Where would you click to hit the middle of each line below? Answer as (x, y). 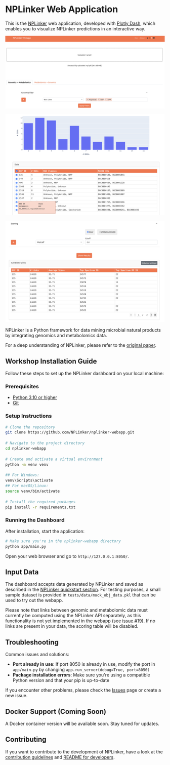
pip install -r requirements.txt (40, 507)
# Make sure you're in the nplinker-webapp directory (63, 541)
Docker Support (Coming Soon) (56, 712)
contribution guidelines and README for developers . (60, 757)
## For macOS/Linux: (27, 486)
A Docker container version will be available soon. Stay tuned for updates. (82, 724)
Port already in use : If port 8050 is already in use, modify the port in (84, 664)
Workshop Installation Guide (51, 361)
